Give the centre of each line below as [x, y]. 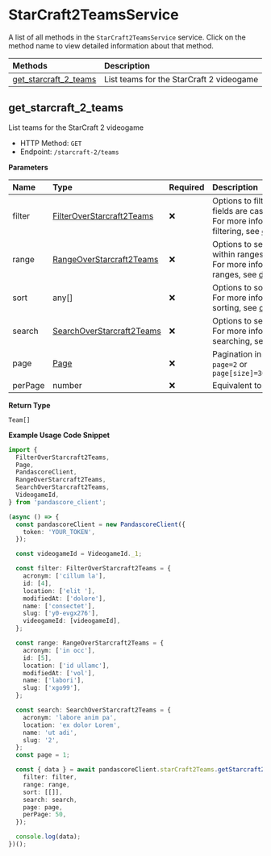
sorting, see [235, 307]
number [67, 385]
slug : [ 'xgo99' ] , [52, 688]
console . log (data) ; [48, 837]
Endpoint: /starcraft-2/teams [69, 152]
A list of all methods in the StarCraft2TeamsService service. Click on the [127, 37]
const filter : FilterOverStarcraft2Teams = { [94, 569]
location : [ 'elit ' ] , [59, 591]
